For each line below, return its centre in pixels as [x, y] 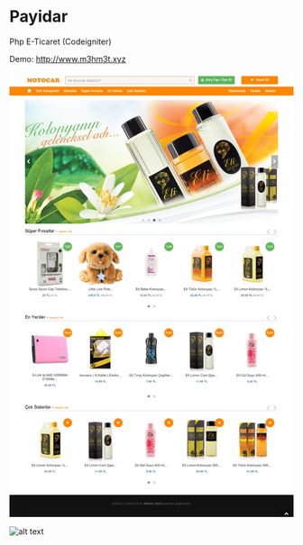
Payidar [39, 17]
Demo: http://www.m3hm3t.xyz [68, 59]
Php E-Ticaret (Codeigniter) [60, 41]
